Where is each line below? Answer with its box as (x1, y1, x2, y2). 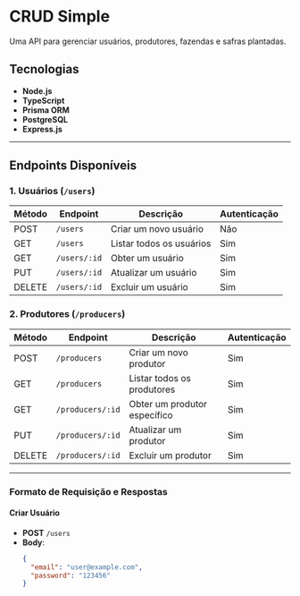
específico (129, 409, 173, 421)
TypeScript (21, 95, 65, 106)
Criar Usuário (9, 507, 61, 518)
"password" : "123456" (30, 571, 112, 580)
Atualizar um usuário (110, 267, 197, 279)
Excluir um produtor (129, 449, 212, 462)
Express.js (21, 123, 62, 134)
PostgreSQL (21, 114, 69, 124)
